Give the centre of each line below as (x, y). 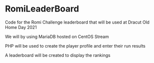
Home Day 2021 (21, 27)
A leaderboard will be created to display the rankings (58, 55)
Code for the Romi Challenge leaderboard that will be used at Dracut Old (77, 22)
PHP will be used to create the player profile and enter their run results (75, 46)
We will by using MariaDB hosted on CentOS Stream (57, 37)
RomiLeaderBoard (42, 9)
